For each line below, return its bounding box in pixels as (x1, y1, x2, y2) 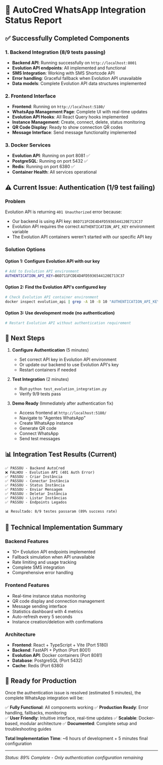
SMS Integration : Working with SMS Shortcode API (12, 70, 115, 76)
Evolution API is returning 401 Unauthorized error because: (5, 209, 122, 215)
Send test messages (19, 435, 61, 441)
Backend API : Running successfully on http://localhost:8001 (12, 59, 137, 65)
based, (5, 720, 19, 726)
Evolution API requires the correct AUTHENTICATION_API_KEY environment (12, 224, 155, 229)
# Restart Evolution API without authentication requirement (5, 321, 131, 326)
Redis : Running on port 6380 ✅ (12, 164, 75, 169)
